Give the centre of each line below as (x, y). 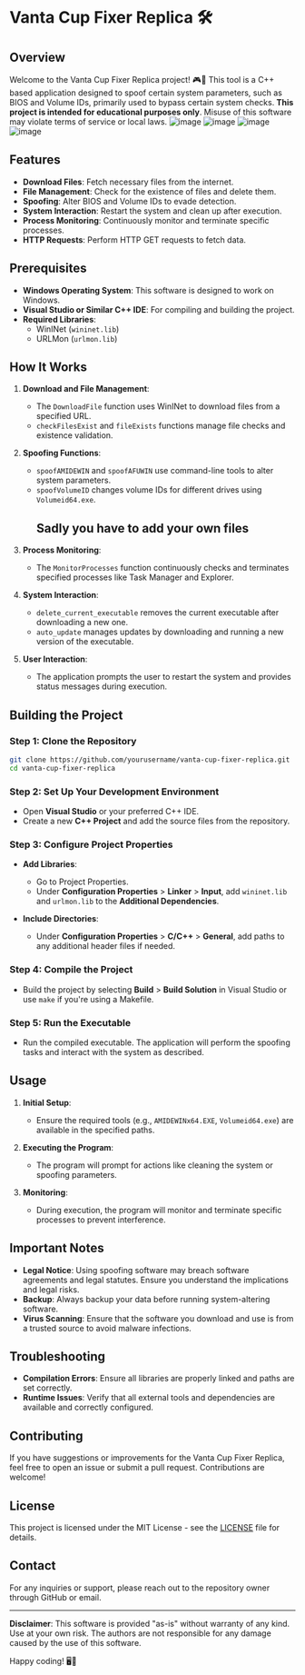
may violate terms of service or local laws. (89, 122)
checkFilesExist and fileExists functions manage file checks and (161, 426)
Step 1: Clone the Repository (73, 741)
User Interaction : (55, 659)
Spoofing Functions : (62, 453)
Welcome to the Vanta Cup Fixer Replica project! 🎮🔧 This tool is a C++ (142, 80)
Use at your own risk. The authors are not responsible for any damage (141, 1633)
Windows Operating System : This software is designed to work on (148, 290)
